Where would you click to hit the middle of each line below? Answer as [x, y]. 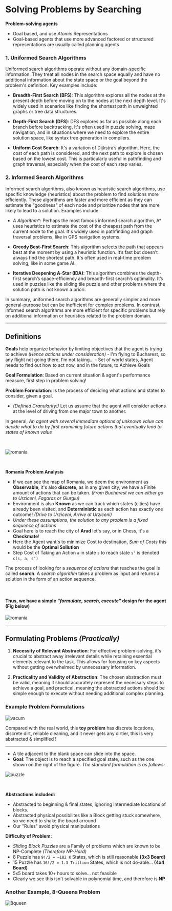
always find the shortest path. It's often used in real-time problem [82, 258]
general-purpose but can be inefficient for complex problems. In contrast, [83, 305]
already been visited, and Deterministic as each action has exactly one [88, 509]
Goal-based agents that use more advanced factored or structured [83, 39]
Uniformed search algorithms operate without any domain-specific [76, 69]
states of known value [29, 432]
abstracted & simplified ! [31, 739]
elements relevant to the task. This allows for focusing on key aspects [86, 662]
